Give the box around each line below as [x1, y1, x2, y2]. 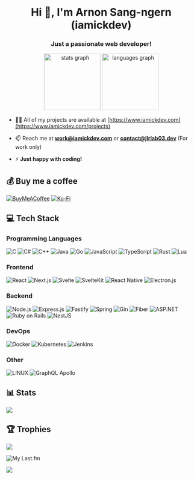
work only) [14, 143, 42, 151]
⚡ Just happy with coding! [14, 155, 83, 163]
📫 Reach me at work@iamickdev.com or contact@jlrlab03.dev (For [14, 135, 188, 142]
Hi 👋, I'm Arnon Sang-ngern [31, 5, 172, 19]
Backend [6, 292, 33, 300]
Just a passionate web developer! [51, 40, 152, 48]
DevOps [6, 327, 31, 335]
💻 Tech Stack [6, 213, 60, 224]
